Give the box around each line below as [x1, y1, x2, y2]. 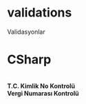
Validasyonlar [7, 28, 46, 36]
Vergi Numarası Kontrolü [7, 89, 79, 97]
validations [7, 5, 72, 21]
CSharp [7, 52, 52, 67]
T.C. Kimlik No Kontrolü [7, 81, 76, 90]
